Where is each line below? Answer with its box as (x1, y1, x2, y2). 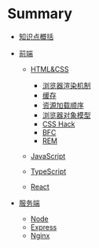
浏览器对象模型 (42, 110, 91, 119)
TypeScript (30, 167, 67, 176)
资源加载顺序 (42, 100, 84, 110)
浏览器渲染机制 (42, 81, 91, 90)
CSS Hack (42, 119, 75, 129)
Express (30, 222, 57, 231)
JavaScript (30, 151, 66, 160)
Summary (7, 5, 72, 23)
